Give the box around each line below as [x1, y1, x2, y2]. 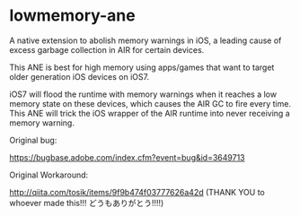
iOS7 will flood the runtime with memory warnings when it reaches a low [9, 89, 277, 99]
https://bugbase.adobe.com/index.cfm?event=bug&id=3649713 [9, 151, 245, 162]
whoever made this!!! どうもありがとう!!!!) [9, 197, 164, 208]
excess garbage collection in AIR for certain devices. [9, 44, 205, 55]
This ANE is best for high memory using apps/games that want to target [9, 62, 275, 73]
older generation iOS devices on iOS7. [9, 71, 150, 82]
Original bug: [9, 134, 57, 145]
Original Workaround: [9, 169, 89, 180]
